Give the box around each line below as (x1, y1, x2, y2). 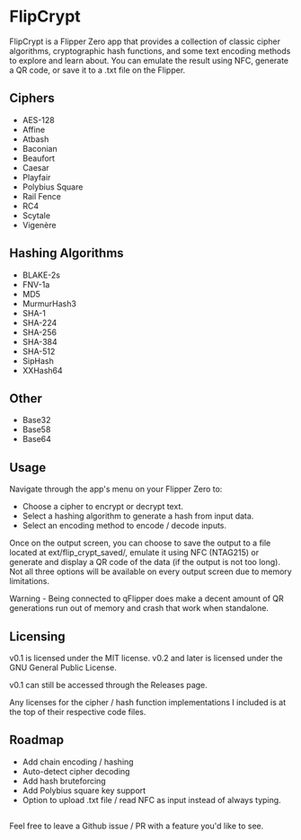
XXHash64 (22, 365, 63, 376)
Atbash (22, 133, 49, 145)
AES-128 (22, 114, 56, 125)
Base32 (22, 415, 51, 426)
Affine (22, 124, 46, 135)
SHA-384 (22, 336, 58, 347)
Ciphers (9, 91, 56, 106)
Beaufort (22, 153, 56, 164)
